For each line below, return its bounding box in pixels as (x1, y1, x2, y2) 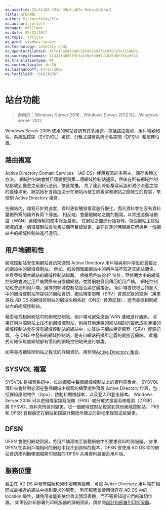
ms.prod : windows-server (5, 40, 56, 45)
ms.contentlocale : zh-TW (5, 62, 56, 67)
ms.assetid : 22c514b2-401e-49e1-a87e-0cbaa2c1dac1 (5, 7, 112, 12)
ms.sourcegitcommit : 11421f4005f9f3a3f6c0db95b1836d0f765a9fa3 (5, 53, 138, 58)
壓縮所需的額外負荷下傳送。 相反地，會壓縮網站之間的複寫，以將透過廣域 (5, 211, 154, 217)
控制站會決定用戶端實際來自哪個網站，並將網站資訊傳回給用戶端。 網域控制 (5, 278, 158, 285)
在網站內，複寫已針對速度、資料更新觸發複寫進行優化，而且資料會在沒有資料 (5, 205, 161, 211)
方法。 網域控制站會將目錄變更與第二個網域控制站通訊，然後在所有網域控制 (5, 176, 158, 182)
